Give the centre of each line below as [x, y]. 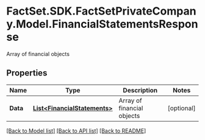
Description [140, 90]
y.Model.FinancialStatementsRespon [102, 24]
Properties [27, 73]
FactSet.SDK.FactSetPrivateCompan [101, 11]
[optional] [182, 108]
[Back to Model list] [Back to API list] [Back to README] [76, 131]
